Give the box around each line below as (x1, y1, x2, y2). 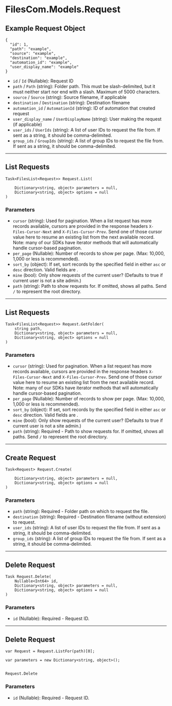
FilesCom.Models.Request (5, 4, 121, 15)
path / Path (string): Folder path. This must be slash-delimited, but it (12, 83, 156, 89)
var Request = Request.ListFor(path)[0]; (5, 649, 95, 654)
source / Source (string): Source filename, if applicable (12, 94, 127, 100)
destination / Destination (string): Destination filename (12, 100, 130, 105)
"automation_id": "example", (10, 60, 72, 65)
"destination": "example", (10, 55, 68, 60)
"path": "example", (10, 47, 52, 52)
